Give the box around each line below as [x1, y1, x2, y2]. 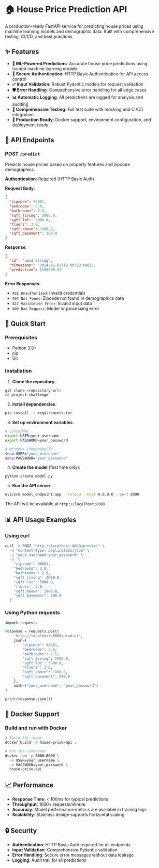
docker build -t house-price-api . [5, 740, 77, 745]
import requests [5, 620, 38, 625]
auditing [12, 101, 29, 107]
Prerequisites [5, 334, 37, 340]
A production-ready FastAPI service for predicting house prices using [5, 23, 144, 29]
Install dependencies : [12, 401, 57, 407]
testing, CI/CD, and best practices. [5, 34, 74, 39]
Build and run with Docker [5, 724, 67, 731]
